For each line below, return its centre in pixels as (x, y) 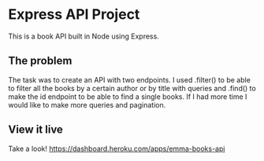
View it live (35, 130)
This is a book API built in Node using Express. (84, 36)
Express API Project (74, 15)
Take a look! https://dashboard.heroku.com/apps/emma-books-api (117, 148)
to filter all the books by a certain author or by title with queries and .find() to (132, 88)
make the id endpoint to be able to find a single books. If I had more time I (128, 97)
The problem (40, 61)
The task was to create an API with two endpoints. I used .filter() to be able (129, 79)
